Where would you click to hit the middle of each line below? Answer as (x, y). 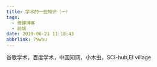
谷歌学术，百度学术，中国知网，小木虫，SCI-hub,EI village (79, 57)
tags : (13, 17)
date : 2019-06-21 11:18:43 (40, 34)
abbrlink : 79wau (27, 39)
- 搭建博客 (24, 23)
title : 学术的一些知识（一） (38, 12)
